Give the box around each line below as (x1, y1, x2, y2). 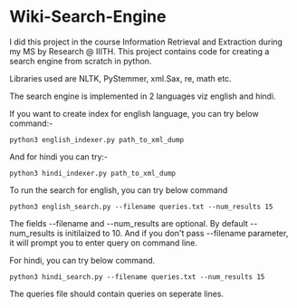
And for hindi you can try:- (9, 151, 109, 162)
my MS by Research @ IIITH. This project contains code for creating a (9, 45, 270, 56)
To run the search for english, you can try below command (9, 184, 228, 196)
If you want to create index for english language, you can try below (9, 108, 260, 119)
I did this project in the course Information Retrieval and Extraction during (9, 36, 283, 47)
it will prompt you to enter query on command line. (9, 237, 197, 248)
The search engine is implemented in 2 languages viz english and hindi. (9, 91, 276, 101)
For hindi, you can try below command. (9, 255, 156, 265)
